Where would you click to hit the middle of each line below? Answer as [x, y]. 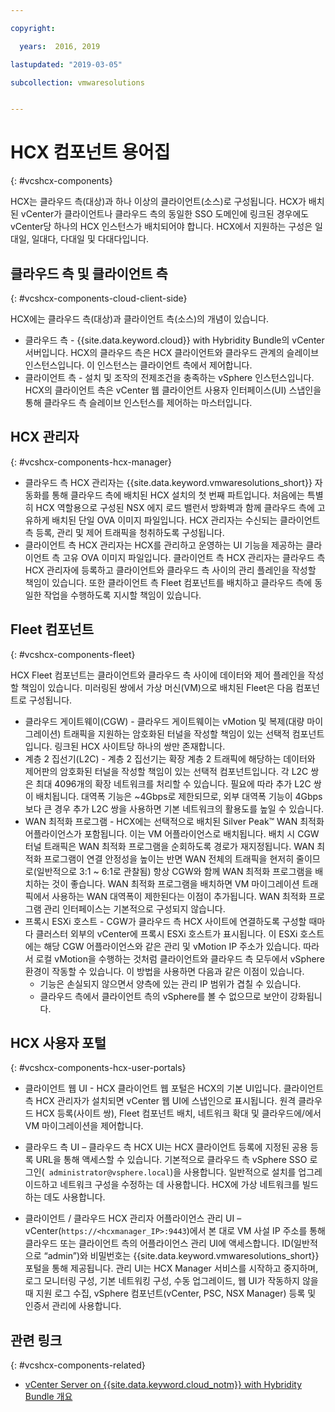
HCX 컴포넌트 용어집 [90, 152]
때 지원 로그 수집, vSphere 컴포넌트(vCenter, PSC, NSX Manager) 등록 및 [170, 1293]
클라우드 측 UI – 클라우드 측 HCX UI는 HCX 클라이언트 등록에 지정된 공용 [166, 1147]
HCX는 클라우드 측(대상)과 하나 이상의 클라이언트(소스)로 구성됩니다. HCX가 [158, 202]
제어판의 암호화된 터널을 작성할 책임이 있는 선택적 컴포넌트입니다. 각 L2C [166, 771]
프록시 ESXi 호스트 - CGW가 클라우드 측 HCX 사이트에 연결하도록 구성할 [165, 921]
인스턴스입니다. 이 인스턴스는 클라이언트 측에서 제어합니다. [138, 365]
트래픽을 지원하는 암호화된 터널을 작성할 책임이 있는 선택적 [176, 733]
